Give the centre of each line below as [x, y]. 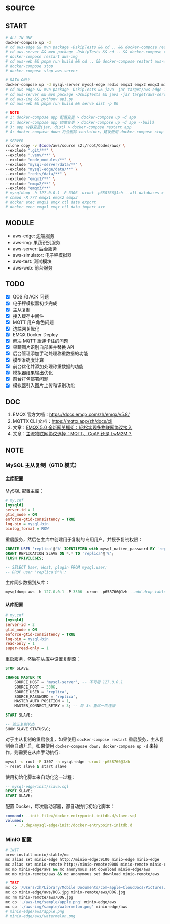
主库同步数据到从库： [27, 583]
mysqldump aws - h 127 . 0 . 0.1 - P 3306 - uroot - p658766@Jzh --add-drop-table [86, 592]
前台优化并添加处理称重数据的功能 [48, 366]
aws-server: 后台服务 [35, 249]
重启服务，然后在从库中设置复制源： [43, 659]
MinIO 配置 [18, 839]
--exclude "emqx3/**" [28, 188]
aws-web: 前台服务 [32, 267]
